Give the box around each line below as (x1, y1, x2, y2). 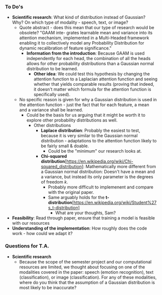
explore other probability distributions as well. (26, 117, 118, 123)
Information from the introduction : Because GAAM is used (26, 50, 145, 56)
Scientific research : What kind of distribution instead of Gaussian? (12, 15, 146, 20)
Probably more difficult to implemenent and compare (48, 184, 154, 190)
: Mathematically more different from (83, 164, 156, 170)
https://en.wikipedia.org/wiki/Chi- (66, 158, 133, 164)
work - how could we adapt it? (12, 231, 73, 236)
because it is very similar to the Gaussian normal (41, 133, 138, 139)
